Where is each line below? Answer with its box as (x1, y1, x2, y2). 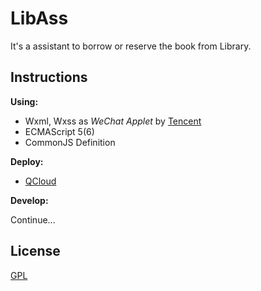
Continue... (10, 213, 56, 226)
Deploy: (10, 155, 44, 167)
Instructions (10, 69, 88, 86)
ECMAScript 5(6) (24, 125, 95, 137)
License (10, 243, 61, 260)
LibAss (10, 7, 69, 30)
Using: (10, 95, 39, 107)
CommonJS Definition (24, 136, 116, 148)
